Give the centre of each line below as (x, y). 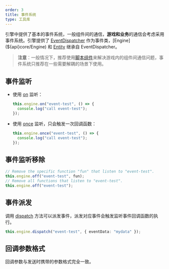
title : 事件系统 (21, 15)
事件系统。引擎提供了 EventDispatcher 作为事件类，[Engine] (68, 40)
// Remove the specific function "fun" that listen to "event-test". (80, 172)
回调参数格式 (25, 249)
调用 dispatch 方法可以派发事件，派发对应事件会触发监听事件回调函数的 (79, 216)
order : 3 (14, 10)
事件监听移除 (25, 159)
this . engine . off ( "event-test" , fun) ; (45, 176)
